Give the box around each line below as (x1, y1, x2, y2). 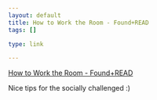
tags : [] (8, 26, 37, 34)
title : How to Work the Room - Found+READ (8, 19, 149, 27)
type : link (8, 40, 44, 48)
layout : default (8, 11, 61, 20)
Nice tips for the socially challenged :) (8, 84, 131, 93)
